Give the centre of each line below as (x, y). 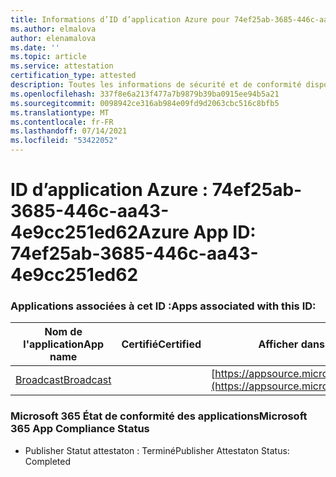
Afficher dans (291, 344)
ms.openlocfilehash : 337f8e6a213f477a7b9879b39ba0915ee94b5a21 (145, 94)
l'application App (64, 344)
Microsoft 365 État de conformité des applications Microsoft (159, 416)
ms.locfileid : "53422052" (64, 141)
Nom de (63, 332)
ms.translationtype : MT (60, 112)
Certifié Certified (161, 344)
